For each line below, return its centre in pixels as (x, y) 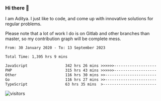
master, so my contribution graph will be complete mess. (63, 39)
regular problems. (23, 24)
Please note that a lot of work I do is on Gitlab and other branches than (78, 34)
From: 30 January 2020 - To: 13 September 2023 (55, 48)
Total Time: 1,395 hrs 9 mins (37, 57)
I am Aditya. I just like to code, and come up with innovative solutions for (79, 19)
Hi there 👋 (17, 8)
